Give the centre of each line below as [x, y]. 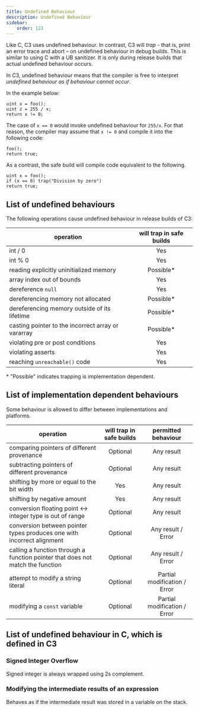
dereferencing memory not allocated [60, 299]
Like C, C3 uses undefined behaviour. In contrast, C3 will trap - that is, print [98, 45]
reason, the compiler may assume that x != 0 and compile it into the [89, 132]
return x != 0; [25, 114]
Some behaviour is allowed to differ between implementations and [87, 409]
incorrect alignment [36, 540]
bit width [21, 489]
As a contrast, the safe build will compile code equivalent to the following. [96, 165]
